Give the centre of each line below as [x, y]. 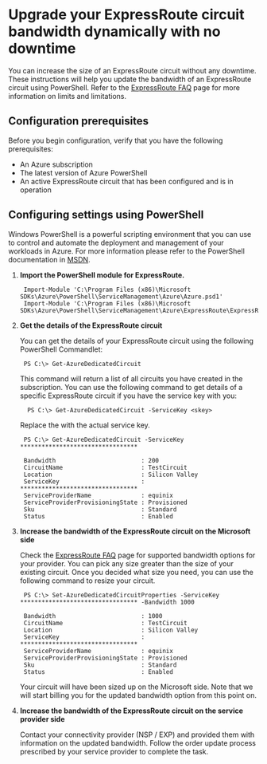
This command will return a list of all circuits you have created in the [131, 378]
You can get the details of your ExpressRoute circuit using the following [137, 341]
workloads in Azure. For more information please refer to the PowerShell [126, 251]
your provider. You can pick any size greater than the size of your [127, 563]
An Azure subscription [56, 164]
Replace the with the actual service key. [85, 425]
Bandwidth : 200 [91, 460]
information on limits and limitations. [68, 96]
